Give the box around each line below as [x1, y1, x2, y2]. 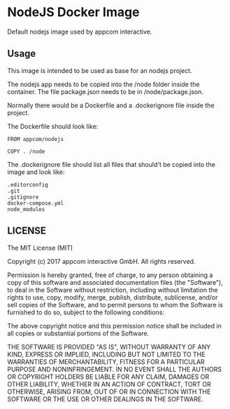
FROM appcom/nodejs [7, 135, 64, 142]
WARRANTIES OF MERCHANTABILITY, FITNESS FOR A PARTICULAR [7, 357, 205, 366]
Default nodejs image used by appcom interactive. [7, 27, 152, 36]
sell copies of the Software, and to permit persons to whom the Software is [7, 300, 224, 309]
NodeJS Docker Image [7, 4, 140, 20]
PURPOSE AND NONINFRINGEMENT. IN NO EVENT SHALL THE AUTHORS [7, 365, 222, 373]
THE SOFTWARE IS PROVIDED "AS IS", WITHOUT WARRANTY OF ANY [7, 342, 211, 351]
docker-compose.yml [7, 199, 64, 207]
